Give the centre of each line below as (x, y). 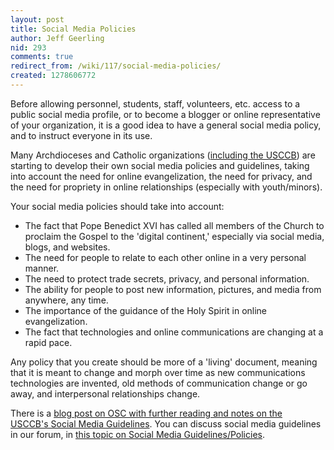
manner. (42, 268)
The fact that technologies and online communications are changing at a (174, 332)
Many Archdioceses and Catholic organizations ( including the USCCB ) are (163, 155)
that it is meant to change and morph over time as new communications (158, 372)
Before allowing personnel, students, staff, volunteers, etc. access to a (155, 103)
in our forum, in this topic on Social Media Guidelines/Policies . (137, 434)
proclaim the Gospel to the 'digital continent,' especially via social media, (174, 236)
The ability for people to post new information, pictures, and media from (173, 289)
